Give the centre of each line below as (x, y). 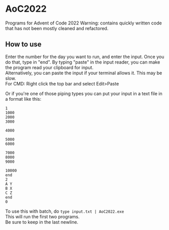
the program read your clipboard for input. (49, 67)
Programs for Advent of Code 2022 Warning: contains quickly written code (84, 23)
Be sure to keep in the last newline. (42, 222)
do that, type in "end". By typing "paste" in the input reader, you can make (83, 62)
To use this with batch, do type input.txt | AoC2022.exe (65, 211)
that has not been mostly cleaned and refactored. (57, 28)
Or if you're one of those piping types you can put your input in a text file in (84, 93)
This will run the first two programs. (42, 216)
